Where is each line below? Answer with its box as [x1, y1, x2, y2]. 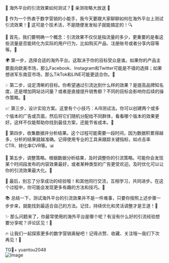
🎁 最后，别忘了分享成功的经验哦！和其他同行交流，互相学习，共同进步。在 [5, 178, 159, 184]
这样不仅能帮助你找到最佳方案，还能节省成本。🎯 [14, 119, 114, 125]
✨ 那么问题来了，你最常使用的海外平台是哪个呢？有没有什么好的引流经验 [5, 213, 156, 219]
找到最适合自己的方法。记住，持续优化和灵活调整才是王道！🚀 [31, 203, 158, 209]
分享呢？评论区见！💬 [9, 220, 53, 225]
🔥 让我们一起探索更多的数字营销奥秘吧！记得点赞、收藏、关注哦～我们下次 [5, 230, 160, 236]
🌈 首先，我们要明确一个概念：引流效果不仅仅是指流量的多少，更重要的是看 [5, 34, 159, 40]
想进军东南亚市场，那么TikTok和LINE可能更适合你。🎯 [5, 71, 116, 77]
